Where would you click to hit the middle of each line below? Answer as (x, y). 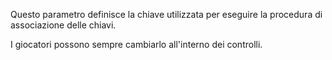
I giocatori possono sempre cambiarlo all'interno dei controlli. (136, 44)
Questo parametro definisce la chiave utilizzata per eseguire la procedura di (166, 14)
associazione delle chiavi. (63, 25)
